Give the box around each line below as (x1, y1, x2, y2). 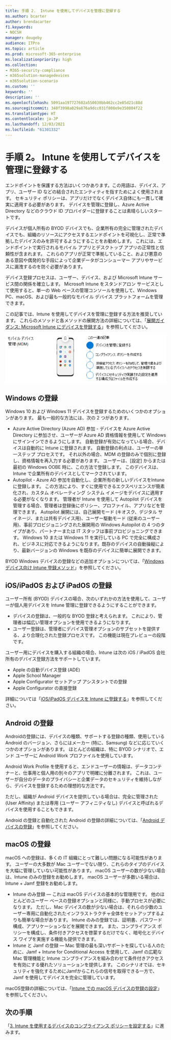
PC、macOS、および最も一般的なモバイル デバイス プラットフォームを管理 (5, 294, 163, 300)
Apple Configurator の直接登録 (12, 685, 77, 691)
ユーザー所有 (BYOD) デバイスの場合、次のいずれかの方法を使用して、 (5, 596, 153, 602)
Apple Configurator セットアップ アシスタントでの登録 (12, 679, 127, 685)
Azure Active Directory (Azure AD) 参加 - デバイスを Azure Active (12, 426, 151, 432)
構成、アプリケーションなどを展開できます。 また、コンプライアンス (12, 923, 157, 929)
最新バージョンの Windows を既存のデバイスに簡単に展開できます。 (21, 547, 164, 553)
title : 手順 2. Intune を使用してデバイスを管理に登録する (5, 8, 121, 13)
